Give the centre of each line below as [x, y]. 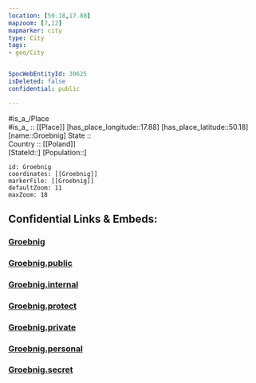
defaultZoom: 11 [35, 188]
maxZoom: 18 [28, 195]
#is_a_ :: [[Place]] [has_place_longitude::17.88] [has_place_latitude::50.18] [128, 127]
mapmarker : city [35, 30]
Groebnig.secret [41, 369]
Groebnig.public [41, 263]
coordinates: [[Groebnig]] [53, 174]
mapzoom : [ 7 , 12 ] [35, 23]
